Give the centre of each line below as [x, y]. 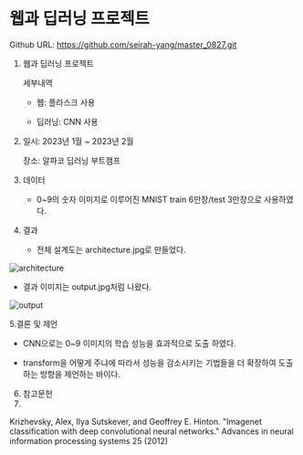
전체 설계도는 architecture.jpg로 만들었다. [111, 249]
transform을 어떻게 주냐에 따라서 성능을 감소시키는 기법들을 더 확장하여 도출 [158, 363]
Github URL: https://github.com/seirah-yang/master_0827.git [123, 44]
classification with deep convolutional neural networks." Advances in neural [152, 431]
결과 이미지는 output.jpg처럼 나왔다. [87, 286]
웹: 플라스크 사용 [66, 102]
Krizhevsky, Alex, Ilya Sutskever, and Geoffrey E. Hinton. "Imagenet [136, 421]
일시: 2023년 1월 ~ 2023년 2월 [78, 141]
